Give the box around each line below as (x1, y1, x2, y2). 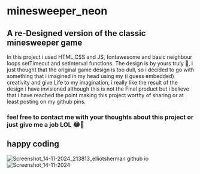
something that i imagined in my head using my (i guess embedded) (7, 73, 174, 79)
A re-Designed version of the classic (7, 28, 146, 38)
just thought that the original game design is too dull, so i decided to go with (7, 66, 194, 73)
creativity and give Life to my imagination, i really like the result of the (7, 79, 178, 86)
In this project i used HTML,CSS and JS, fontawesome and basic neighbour (7, 53, 193, 61)
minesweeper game (7, 37, 83, 47)
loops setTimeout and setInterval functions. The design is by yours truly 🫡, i (7, 60, 193, 67)
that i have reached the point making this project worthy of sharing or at (7, 92, 184, 98)
